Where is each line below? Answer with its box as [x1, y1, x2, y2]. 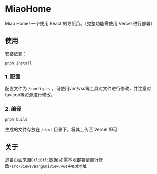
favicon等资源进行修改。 [5, 92, 56, 98]
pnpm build [5, 117, 28, 122]
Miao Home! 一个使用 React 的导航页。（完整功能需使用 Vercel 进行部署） [5, 20, 155, 26]
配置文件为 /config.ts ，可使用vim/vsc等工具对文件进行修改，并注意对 [5, 86, 151, 92]
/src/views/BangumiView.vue [9, 164, 68, 169]
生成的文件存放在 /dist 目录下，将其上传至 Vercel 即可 [5, 126, 118, 133]
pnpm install [5, 61, 32, 66]
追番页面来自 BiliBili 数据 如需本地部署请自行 [5, 157, 99, 163]
